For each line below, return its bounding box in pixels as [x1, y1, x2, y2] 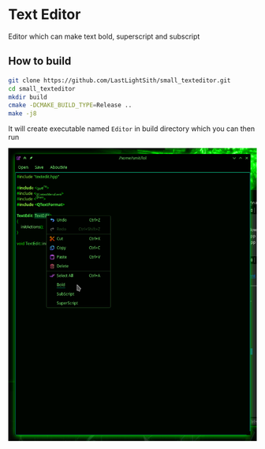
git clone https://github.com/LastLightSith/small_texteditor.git [8, 77, 231, 84]
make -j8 [8, 110, 37, 118]
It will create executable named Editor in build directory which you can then [8, 124, 256, 133]
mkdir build [8, 93, 47, 101]
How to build [8, 54, 72, 68]
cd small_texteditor [8, 84, 77, 92]
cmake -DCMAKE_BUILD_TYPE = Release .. [8, 101, 132, 110]
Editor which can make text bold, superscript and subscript [8, 32, 200, 41]
